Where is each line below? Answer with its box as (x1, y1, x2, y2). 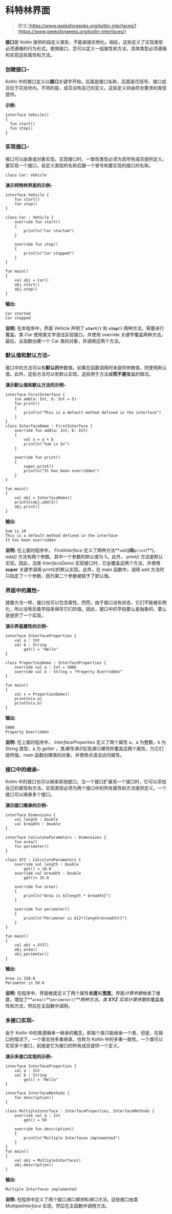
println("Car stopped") (24, 251, 74, 256)
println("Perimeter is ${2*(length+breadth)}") (24, 916, 127, 921)
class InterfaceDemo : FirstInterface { (5, 423, 93, 429)
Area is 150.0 (5, 976, 36, 981)
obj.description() (14, 1162, 54, 1167)
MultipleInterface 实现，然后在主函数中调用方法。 (5, 1203, 110, 1209)
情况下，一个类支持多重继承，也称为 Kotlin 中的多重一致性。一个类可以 (14, 1036, 163, 1042)
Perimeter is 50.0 (5, 980, 45, 986)
